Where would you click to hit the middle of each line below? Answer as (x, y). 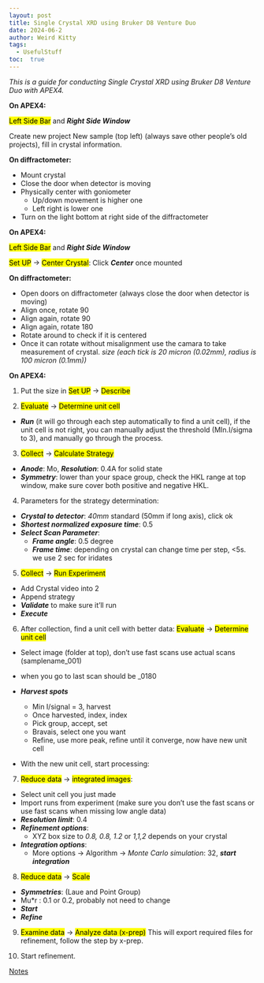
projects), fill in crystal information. (66, 144)
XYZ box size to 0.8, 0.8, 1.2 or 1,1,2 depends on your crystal (130, 836)
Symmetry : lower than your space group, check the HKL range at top (133, 477)
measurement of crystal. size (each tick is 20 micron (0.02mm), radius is (138, 352)
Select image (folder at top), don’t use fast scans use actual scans (128, 652)
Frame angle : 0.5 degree (73, 541)
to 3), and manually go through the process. (92, 438)
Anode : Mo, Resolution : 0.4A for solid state (91, 468)
